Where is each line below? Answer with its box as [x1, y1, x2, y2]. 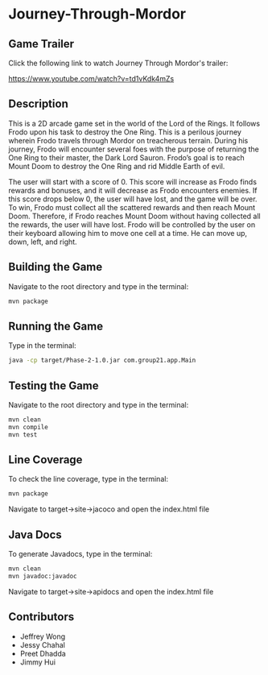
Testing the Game [8, 379, 99, 392]
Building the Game [8, 260, 103, 274]
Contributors [8, 610, 75, 624]
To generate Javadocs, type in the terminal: [8, 549, 153, 559]
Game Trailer [8, 37, 75, 51]
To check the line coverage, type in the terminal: [8, 474, 169, 484]
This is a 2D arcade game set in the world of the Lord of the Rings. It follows [8, 118, 260, 128]
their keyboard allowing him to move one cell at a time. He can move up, [8, 228, 248, 238]
